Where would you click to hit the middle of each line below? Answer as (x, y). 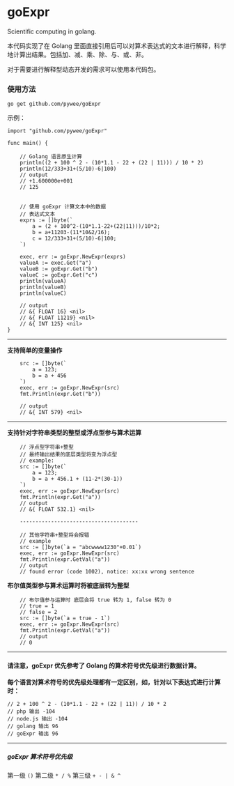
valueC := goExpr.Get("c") (59, 275)
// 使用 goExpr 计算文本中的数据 (63, 207)
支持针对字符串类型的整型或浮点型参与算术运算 (74, 433)
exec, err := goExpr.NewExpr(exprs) (73, 257)
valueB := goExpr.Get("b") (59, 269)
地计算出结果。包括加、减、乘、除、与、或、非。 (77, 54)
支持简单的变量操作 (35, 350)
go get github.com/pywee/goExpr (54, 104)
